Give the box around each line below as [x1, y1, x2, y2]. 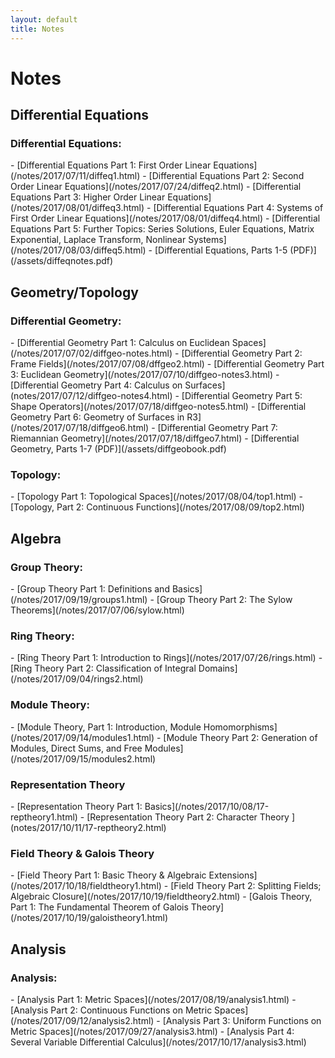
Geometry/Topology [10, 284, 139, 301]
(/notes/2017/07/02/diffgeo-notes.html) [10, 347, 173, 360]
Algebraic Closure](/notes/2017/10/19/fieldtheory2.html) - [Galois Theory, [10, 891, 313, 903]
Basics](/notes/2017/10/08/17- [144, 800, 270, 812]
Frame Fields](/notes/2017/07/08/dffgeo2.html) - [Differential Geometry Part [10, 358, 325, 370]
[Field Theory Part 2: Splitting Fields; [170, 880, 322, 892]
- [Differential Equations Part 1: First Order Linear [10, 159, 212, 171]
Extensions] [208, 869, 258, 881]
